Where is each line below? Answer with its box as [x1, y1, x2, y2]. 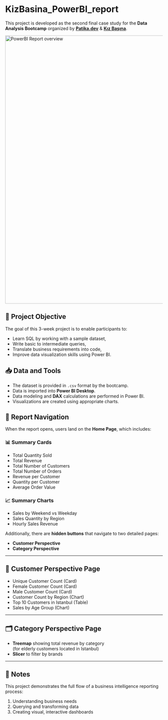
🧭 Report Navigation [5, 413, 69, 421]
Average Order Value [12, 484, 56, 490]
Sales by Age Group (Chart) [12, 604, 70, 610]
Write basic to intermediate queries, [12, 340, 86, 346]
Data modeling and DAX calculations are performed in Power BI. [12, 393, 145, 399]
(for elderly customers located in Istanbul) [12, 645, 99, 651]
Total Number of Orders [12, 468, 61, 474]
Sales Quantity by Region [12, 515, 64, 521]
